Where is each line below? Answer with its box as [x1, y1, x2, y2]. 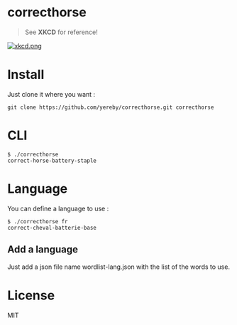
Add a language [7, 243, 79, 256]
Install [7, 67, 45, 82]
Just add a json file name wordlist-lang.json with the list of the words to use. [7, 262, 231, 271]
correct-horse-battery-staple [7, 157, 97, 164]
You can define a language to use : [7, 204, 109, 213]
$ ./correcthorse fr [7, 218, 69, 225]
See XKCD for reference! [24, 28, 98, 36]
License [7, 287, 55, 303]
